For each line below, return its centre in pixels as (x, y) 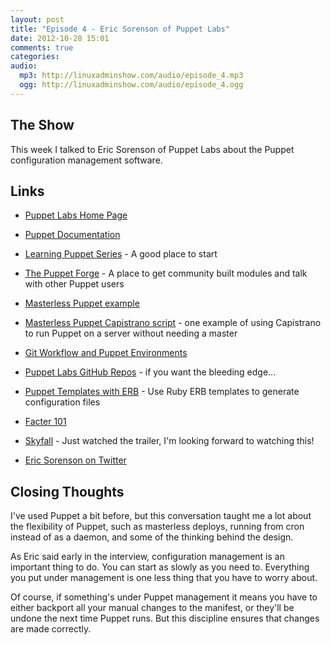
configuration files (62, 402)
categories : (35, 57)
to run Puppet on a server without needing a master (131, 333)
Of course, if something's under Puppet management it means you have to (164, 597)
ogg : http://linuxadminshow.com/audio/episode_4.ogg (131, 85)
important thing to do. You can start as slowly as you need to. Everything (160, 567)
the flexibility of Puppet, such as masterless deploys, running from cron (157, 527)
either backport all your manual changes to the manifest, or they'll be (152, 608)
